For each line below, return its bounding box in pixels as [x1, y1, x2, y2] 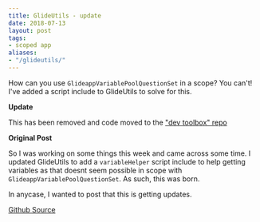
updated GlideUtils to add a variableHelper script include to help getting [8, 157, 246, 166]
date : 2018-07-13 [8, 19, 66, 27]
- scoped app [8, 42, 52, 50]
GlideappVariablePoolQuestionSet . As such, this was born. [8, 173, 200, 184]
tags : [8, 34, 26, 42]
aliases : [8, 49, 37, 57]
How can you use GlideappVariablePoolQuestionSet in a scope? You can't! [8, 77, 253, 88]
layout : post [8, 26, 52, 34]
